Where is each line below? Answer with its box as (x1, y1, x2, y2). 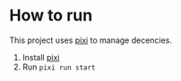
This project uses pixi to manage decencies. (9, 35, 173, 45)
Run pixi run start (22, 61, 96, 72)
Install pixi (22, 52, 60, 62)
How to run (9, 5, 93, 26)
